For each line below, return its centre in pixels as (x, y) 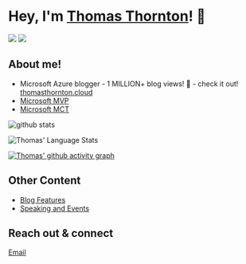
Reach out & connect (61, 233)
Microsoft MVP (44, 100)
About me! (35, 64)
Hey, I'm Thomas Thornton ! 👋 (107, 16)
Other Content (45, 181)
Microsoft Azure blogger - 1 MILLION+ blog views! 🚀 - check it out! (129, 84)
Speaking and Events (55, 208)
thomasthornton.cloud (56, 92)
